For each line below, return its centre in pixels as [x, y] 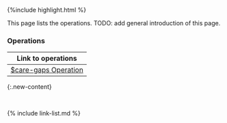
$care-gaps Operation [47, 70]
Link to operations [47, 59]
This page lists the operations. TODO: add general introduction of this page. [114, 23]
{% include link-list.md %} [44, 113]
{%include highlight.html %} [47, 10]
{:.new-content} [30, 87]
